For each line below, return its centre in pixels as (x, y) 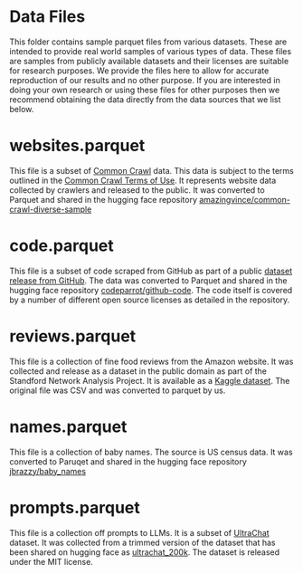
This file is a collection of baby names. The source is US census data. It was (151, 452)
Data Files (47, 17)
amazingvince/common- (245, 199)
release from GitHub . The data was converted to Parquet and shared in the (148, 280)
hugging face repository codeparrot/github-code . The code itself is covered (151, 290)
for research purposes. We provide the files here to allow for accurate (139, 71)
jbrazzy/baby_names (48, 471)
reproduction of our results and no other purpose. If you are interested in (145, 80)
